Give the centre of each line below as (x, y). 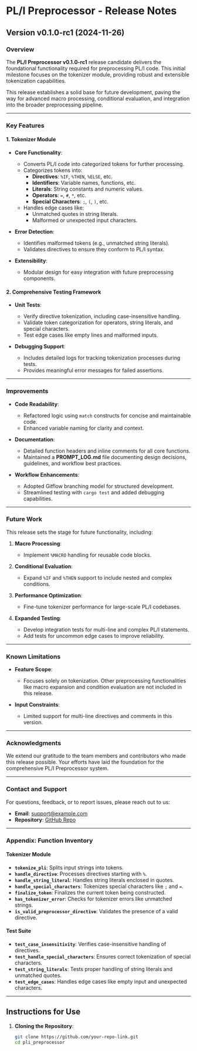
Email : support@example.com (51, 813)
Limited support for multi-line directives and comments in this (98, 716)
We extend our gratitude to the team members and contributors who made (96, 756)
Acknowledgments (34, 743)
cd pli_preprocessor (40, 1042)
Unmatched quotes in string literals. (75, 214)
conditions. (37, 584)
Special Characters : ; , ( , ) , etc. (70, 202)
